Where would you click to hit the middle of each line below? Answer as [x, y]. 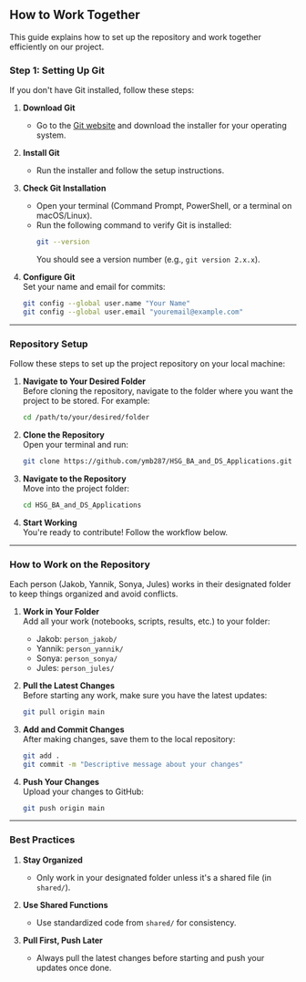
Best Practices [42, 840]
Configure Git [49, 276]
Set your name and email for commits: [94, 286]
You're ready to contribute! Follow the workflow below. [125, 532]
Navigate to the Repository [74, 479]
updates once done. [74, 967]
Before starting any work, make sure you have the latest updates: [145, 695]
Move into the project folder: [76, 488]
